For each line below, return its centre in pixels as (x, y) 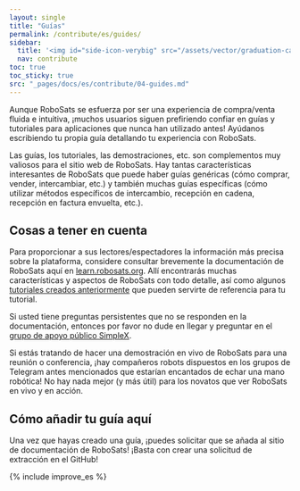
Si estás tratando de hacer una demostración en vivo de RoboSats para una (148, 353)
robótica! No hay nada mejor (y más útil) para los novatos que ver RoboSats (148, 381)
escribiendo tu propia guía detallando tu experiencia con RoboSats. (133, 137)
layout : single (37, 17)
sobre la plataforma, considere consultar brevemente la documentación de (146, 262)
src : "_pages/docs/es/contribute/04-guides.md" (100, 84)
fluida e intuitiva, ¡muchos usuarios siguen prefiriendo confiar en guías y (142, 119)
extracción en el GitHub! (54, 460)
